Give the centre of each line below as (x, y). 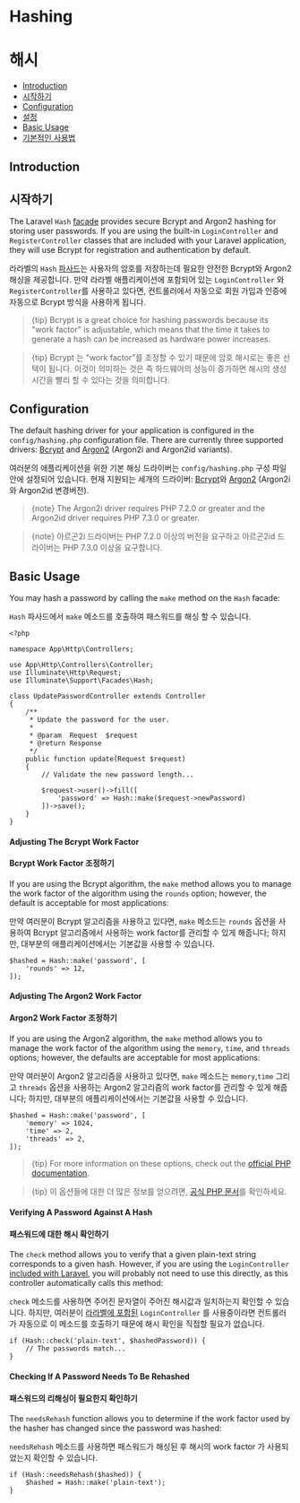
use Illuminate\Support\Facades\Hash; (81, 680)
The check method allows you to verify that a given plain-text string (133, 1255)
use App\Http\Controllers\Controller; (81, 665)
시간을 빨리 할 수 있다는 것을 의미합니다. (100, 380)
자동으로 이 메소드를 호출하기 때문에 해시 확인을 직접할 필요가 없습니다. (141, 1324)
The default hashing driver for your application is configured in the (132, 430)
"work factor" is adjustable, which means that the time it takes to (150, 330)
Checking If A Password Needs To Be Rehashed (99, 1376)
